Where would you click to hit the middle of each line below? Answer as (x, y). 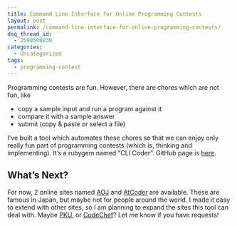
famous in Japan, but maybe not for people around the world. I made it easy (119, 200)
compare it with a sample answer (66, 116)
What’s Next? (38, 175)
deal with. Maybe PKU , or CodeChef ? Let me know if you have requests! (113, 215)
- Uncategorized (38, 54)
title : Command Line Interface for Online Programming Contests (105, 14)
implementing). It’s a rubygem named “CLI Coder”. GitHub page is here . (112, 153)
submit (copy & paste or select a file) (72, 124)
